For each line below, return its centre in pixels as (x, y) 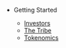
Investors (37, 23)
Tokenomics (41, 38)
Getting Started (35, 10)
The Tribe (37, 31)
